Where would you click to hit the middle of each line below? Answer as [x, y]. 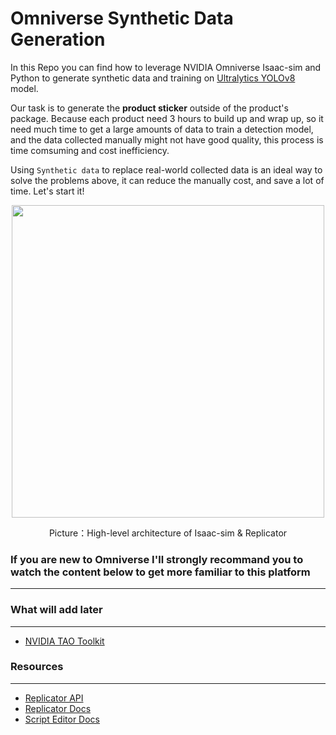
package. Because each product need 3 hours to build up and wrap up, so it [167, 118]
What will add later [56, 610]
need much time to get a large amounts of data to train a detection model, [162, 129]
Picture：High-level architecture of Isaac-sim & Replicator [168, 533]
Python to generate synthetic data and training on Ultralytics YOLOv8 [153, 78]
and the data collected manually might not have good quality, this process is [167, 139]
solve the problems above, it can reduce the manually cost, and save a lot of [167, 180]
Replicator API [54, 698]
